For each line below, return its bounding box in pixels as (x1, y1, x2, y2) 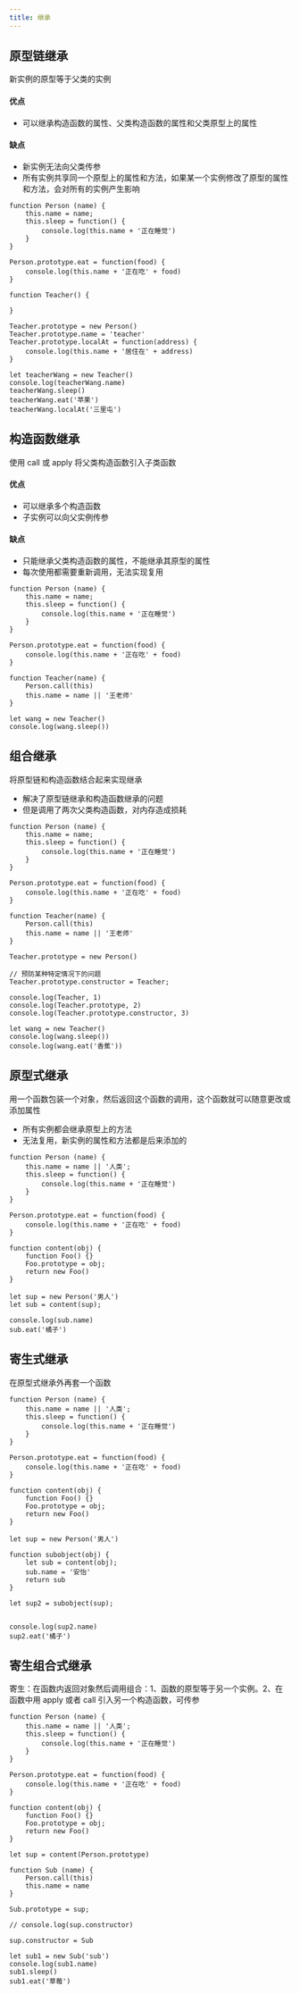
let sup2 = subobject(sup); (9, 1598, 114, 1608)
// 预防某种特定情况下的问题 (9, 969, 102, 978)
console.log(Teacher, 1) (9, 993, 102, 1001)
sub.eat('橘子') (9, 1325, 67, 1334)
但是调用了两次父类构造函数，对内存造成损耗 (21, 804, 187, 815)
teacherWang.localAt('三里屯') (9, 405, 122, 414)
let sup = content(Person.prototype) (9, 1850, 150, 1859)
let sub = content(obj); (25, 1558, 118, 1567)
